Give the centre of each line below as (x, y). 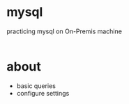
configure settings (43, 93)
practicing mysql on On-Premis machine (64, 31)
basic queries (36, 86)
